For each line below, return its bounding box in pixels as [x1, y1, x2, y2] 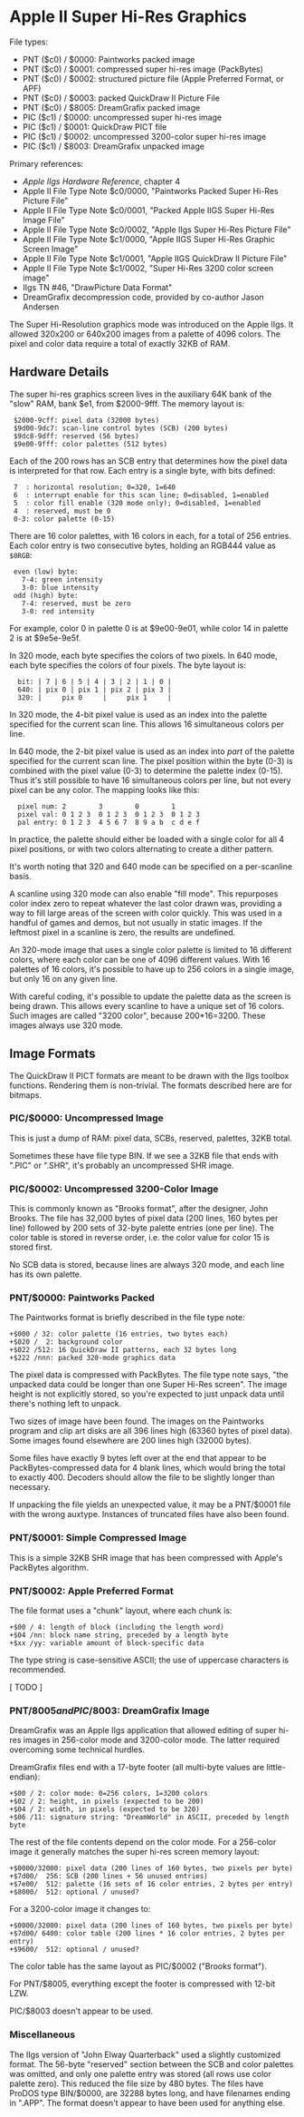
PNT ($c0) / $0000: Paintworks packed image [22, 54, 195, 64]
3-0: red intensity [21, 606, 95, 616]
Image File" [22, 214, 65, 225]
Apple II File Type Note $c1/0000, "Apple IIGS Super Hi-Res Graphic [22, 233, 276, 244]
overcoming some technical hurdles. [9, 1744, 145, 1755]
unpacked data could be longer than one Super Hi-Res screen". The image [9, 1379, 288, 1390]
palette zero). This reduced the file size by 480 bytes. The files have [9, 2078, 264, 2089]
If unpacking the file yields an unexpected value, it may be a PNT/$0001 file [9, 1499, 291, 1510]
